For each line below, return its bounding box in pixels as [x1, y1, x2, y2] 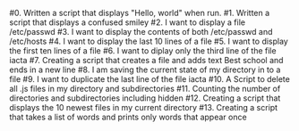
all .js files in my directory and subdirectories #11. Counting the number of [9, 84, 281, 94]
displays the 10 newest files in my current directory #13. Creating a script [9, 102, 278, 112]
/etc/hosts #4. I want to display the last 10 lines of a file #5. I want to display [9, 36, 288, 46]
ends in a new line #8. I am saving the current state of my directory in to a [9, 64, 281, 75]
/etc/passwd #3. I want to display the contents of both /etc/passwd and [9, 27, 273, 37]
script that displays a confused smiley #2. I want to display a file [9, 17, 246, 28]
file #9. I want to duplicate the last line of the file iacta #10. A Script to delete [9, 74, 291, 84]
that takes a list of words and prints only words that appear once [9, 111, 248, 122]
